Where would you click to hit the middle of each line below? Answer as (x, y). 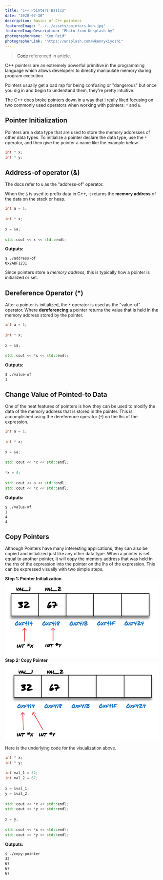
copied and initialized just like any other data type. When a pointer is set (77, 554)
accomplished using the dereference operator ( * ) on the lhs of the (71, 417)
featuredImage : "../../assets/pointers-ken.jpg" (55, 26)
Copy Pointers (27, 537)
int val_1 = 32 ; (21, 773)
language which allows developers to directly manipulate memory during (78, 70)
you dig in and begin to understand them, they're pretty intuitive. (70, 90)
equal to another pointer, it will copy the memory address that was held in (79, 559)
